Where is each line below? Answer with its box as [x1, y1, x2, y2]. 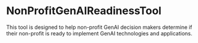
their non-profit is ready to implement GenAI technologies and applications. [6, 29, 193, 37]
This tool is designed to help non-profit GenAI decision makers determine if [6, 24, 193, 31]
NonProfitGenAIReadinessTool [6, 4, 162, 18]
